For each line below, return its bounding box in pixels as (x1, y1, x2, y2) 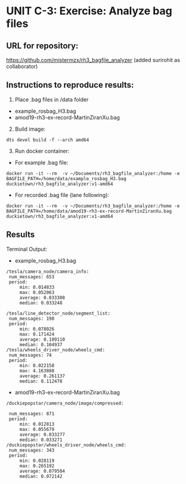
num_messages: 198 (8, 315, 55, 322)
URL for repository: (6, 41, 79, 51)
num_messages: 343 (8, 447, 55, 453)
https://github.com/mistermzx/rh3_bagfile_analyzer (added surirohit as (6, 57, 181, 63)
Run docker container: (14, 147, 70, 155)
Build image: (14, 125, 46, 132)
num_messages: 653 (8, 273, 55, 280)
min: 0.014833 (19, 284, 55, 290)
